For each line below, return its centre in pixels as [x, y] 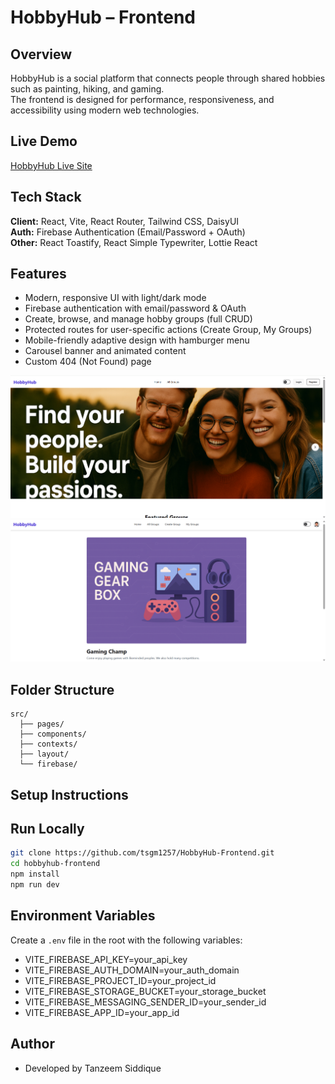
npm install [35, 874]
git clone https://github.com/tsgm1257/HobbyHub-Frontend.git [142, 853]
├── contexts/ [48, 744]
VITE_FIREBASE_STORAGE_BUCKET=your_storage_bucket [145, 991]
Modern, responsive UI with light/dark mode [115, 298]
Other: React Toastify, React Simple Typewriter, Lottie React [134, 242]
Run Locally [47, 829]
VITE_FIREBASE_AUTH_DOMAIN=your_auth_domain [132, 970]
